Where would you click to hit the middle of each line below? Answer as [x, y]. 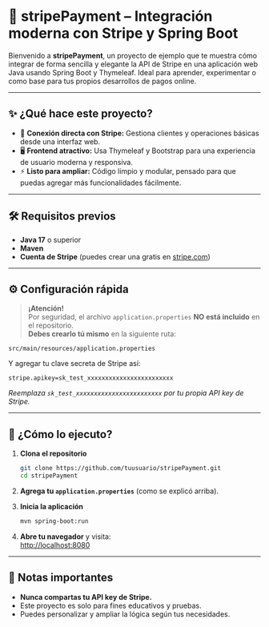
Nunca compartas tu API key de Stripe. [86, 597]
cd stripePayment [49, 476]
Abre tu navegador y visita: [65, 537]
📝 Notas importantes [61, 578]
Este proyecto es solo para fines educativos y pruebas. [110, 605]
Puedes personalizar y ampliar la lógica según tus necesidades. [125, 614]
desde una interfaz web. [60, 141]
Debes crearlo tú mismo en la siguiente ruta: [102, 334]
